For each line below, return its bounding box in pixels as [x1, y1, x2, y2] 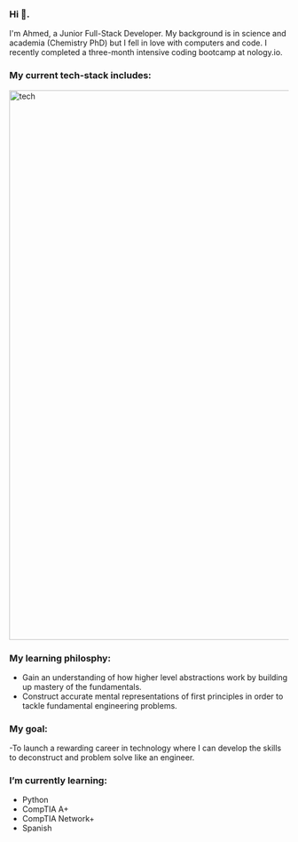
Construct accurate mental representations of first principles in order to [21, 691, 284, 702]
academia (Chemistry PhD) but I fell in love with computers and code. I [9, 37, 268, 48]
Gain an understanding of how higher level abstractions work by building [21, 671, 288, 683]
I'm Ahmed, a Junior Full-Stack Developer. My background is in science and [9, 28, 286, 39]
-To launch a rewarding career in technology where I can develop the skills [9, 742, 282, 754]
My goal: [9, 722, 49, 734]
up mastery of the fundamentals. [21, 681, 142, 692]
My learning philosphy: [9, 652, 111, 664]
